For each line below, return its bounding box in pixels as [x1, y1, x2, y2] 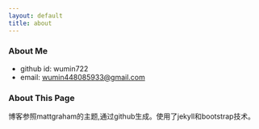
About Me [8, 46, 48, 57]
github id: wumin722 [19, 63, 89, 73]
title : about [8, 19, 52, 27]
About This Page [8, 92, 75, 103]
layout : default [8, 11, 63, 20]
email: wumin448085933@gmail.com [19, 72, 145, 82]
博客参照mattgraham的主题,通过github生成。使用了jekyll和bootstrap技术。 [8, 111, 256, 121]
